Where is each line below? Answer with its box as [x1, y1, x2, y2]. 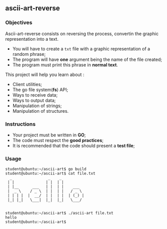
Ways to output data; [12, 97, 56, 103]
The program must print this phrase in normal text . [12, 61, 118, 67]
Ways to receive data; [12, 92, 58, 98]
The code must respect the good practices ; [12, 137, 104, 143]
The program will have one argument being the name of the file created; [12, 56, 162, 62]
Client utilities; [12, 81, 42, 87]
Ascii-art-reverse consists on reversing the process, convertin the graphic [5, 30, 159, 37]
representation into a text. [5, 36, 59, 42]
